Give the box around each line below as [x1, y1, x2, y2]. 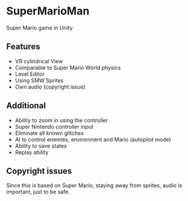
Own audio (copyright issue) [14, 83, 86, 90]
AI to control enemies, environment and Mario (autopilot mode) [14, 135, 172, 143]
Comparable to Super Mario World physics [14, 64, 121, 71]
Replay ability [14, 149, 49, 156]
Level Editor [14, 70, 45, 78]
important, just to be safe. [6, 188, 70, 196]
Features [6, 42, 40, 52]
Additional [6, 100, 46, 111]
